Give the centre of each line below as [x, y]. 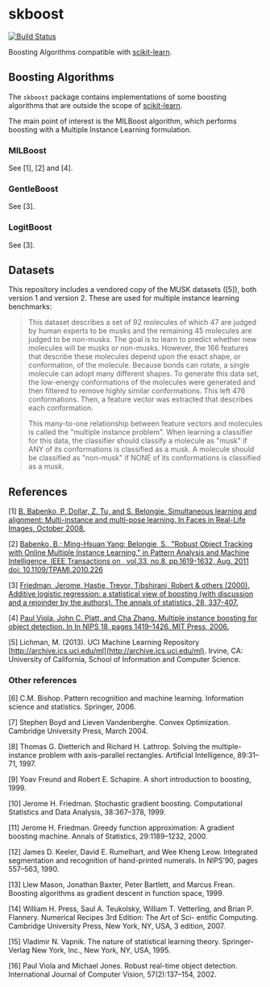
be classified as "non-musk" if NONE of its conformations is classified [144, 458]
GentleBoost [33, 189]
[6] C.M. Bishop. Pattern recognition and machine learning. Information [126, 698]
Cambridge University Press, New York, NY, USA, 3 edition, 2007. [117, 926]
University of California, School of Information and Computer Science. [125, 660]
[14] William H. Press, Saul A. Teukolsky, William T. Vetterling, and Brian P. [131, 909]
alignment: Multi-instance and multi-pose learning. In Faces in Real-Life [127, 520]
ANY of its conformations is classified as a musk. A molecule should [141, 449]
